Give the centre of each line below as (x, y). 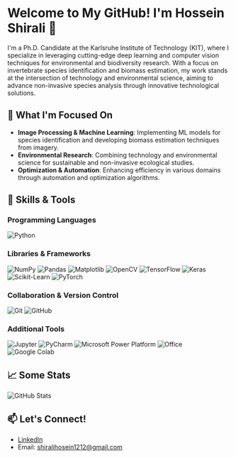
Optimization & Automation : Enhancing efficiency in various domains (119, 170)
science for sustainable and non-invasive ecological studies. (106, 162)
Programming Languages (52, 220)
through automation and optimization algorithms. (89, 177)
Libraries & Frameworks (49, 254)
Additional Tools (36, 329)
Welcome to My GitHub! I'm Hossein (116, 13)
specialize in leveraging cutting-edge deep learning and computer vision (113, 55)
